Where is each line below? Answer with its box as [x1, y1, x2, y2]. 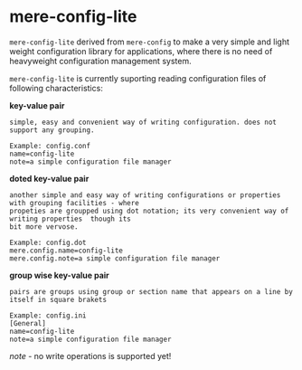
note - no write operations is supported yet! [9, 350, 172, 361]
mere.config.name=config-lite [9, 246, 124, 255]
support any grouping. [9, 125, 95, 135]
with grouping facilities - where [9, 198, 140, 207]
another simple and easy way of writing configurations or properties [9, 190, 281, 200]
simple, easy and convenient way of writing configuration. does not [9, 118, 278, 127]
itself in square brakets [9, 295, 107, 304]
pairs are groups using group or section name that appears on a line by [9, 287, 294, 296]
